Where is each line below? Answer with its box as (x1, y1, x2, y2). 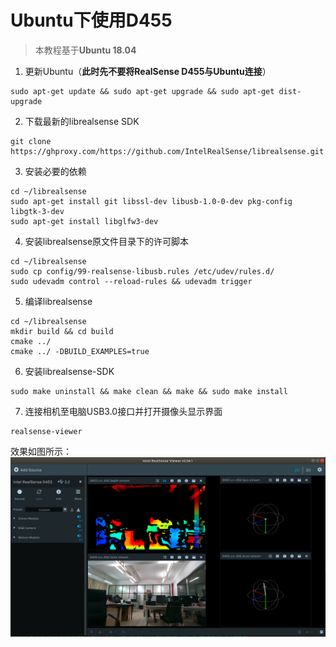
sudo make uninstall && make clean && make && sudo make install (10, 386, 288, 396)
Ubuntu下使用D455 (10, 9, 173, 32)
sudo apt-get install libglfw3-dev (10, 216, 159, 226)
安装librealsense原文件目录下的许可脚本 (24, 235, 190, 247)
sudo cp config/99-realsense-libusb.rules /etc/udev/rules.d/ (10, 266, 275, 276)
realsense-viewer (10, 426, 83, 436)
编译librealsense (24, 295, 93, 307)
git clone (10, 136, 52, 146)
